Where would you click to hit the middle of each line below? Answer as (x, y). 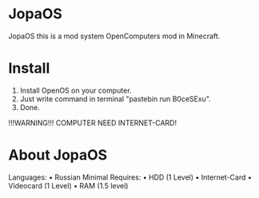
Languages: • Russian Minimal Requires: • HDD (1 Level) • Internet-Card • (130, 177)
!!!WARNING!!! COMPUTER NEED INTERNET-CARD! (93, 123)
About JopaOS (58, 155)
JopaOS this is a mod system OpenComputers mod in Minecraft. (114, 36)
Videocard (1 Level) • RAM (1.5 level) (68, 185)
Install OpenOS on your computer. (76, 90)
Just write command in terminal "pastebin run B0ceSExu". (116, 99)
